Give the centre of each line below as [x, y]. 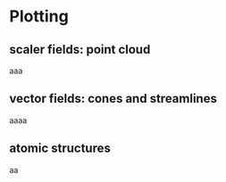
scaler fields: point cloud [80, 50]
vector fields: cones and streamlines [113, 99]
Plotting [39, 17]
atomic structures [60, 149]
